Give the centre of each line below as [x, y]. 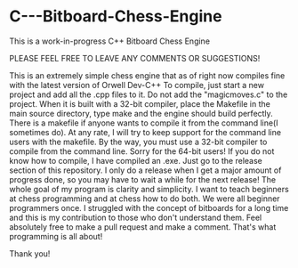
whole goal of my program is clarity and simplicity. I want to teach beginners [149, 189]
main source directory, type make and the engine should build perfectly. [141, 113]
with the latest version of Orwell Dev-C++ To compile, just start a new [137, 85]
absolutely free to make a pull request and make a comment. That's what [143, 227]
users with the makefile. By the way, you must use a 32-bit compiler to [138, 142]
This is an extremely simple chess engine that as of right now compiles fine [147, 75]
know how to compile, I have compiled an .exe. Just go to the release [136, 160]
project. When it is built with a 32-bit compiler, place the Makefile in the [140, 103]
